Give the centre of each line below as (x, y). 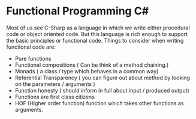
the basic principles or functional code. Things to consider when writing (95, 40)
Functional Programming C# (78, 11)
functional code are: (31, 47)
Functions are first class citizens (55, 97)
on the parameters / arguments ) (55, 84)
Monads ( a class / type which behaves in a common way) (87, 71)
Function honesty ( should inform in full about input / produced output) (102, 90)
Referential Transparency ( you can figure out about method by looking (102, 78)
